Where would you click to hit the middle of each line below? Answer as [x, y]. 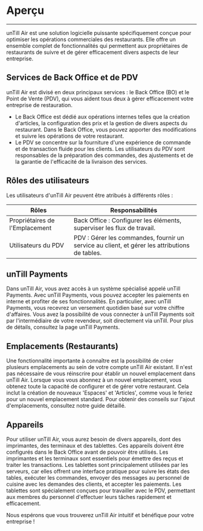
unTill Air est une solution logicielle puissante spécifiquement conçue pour [99, 33]
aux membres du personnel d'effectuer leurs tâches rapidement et [89, 497]
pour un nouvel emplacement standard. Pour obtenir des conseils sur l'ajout [101, 399]
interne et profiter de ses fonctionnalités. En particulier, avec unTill [89, 301]
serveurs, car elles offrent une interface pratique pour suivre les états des [98, 471]
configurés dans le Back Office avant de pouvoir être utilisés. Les [87, 452]
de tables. [88, 253]
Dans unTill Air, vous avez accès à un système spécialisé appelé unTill [93, 289]
